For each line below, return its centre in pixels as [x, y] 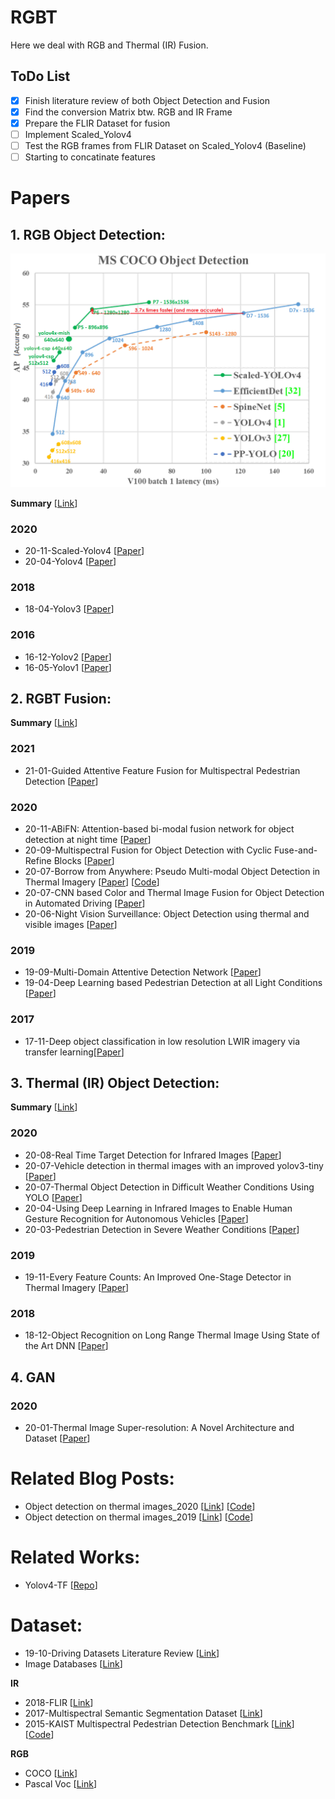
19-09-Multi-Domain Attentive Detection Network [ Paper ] [143, 972]
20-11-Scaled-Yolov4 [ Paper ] [84, 550]
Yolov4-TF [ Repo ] [61, 1585]
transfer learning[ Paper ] [74, 1052]
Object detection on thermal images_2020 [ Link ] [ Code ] [140, 1506]
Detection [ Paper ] [61, 781]
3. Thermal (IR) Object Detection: [115, 1082]
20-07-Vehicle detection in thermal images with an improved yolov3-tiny [174, 1165]
